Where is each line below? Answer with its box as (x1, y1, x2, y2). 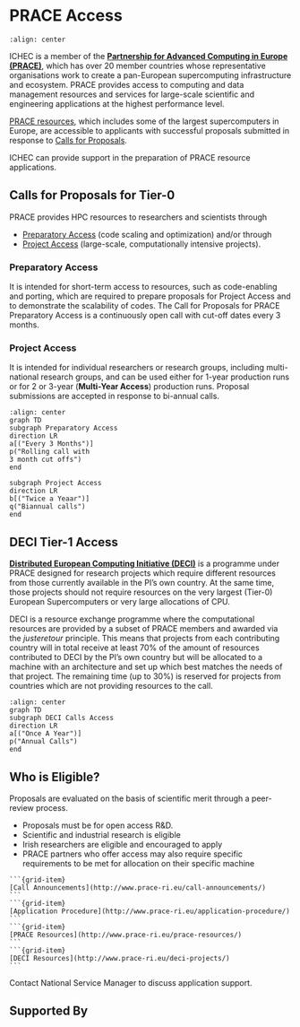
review (9, 802, 34, 813)
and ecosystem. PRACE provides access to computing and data (9, 79, 244, 90)
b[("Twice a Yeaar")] (9, 494, 90, 503)
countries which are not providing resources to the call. (9, 681, 213, 692)
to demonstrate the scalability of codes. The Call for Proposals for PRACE (9, 300, 280, 311)
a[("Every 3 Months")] (9, 440, 94, 448)
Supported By (9, 1004, 88, 1019)
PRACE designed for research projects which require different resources (9, 568, 276, 579)
